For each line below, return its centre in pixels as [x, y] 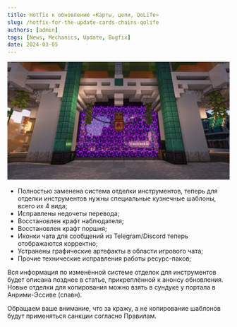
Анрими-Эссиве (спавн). [45, 295]
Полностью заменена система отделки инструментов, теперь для [117, 191]
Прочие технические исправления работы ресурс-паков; [104, 258]
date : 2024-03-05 [33, 45]
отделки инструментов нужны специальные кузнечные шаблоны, [117, 198]
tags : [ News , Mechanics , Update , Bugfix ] [69, 37]
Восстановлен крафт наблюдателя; [71, 221]
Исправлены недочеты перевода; [68, 213]
